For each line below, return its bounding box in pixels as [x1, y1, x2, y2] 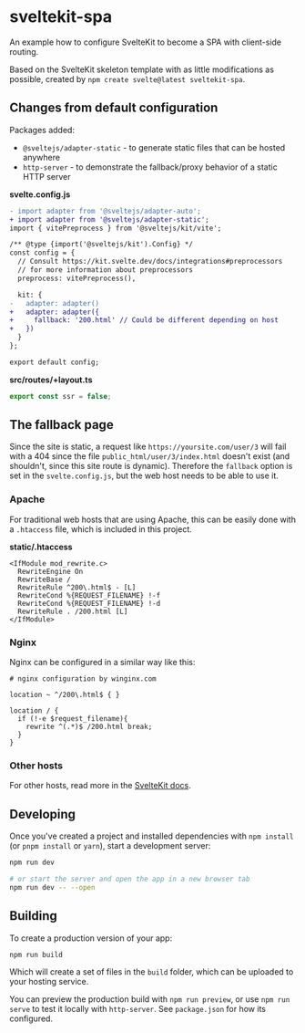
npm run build [9, 950, 64, 959]
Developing [9, 806, 76, 822]
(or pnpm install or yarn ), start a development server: [9, 840, 211, 851]
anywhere [22, 151, 61, 162]
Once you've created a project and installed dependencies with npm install [9, 830, 294, 841]
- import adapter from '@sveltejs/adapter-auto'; [9, 206, 202, 215]
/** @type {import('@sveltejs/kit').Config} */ [9, 240, 194, 249]
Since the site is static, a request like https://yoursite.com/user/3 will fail [9, 441, 287, 453]
